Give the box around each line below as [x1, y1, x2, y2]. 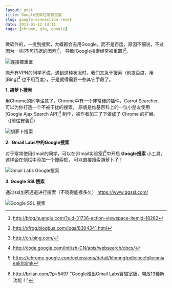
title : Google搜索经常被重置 [5, 12, 62, 17]
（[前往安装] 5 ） [5, 117, 38, 123]
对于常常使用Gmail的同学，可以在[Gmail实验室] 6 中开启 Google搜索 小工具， [5, 149, 165, 157]
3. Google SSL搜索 [5, 179, 45, 185]
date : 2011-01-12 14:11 [5, 21, 56, 27]
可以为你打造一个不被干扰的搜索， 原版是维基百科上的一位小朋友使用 [5, 104, 150, 110]
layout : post [5, 7, 33, 13]
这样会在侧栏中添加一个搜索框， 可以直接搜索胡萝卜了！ [5, 157, 123, 163]
